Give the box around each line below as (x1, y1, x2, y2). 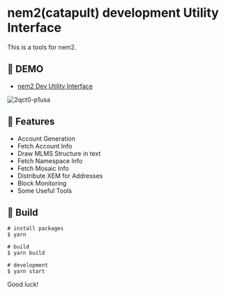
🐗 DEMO (7, 63, 44, 75)
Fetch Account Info (17, 141, 73, 150)
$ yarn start (7, 268, 45, 275)
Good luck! (7, 280, 39, 288)
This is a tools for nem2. (7, 43, 77, 51)
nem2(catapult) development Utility (7, 5, 219, 21)
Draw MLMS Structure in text (17, 149, 101, 157)
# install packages (7, 225, 64, 232)
